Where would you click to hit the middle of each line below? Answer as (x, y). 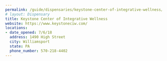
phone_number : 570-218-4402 (39, 51)
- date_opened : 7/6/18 (29, 32)
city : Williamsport (30, 42)
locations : (16, 28)
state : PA (20, 46)
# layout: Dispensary (28, 14)
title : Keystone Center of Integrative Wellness (56, 19)
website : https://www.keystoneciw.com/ (46, 23)
